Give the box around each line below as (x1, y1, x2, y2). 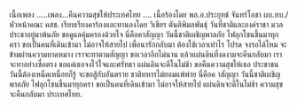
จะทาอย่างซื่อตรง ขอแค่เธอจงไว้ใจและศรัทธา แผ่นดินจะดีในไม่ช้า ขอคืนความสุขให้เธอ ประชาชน (9, 59, 279, 69)
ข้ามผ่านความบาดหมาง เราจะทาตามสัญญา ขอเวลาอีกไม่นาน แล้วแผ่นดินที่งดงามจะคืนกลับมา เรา (9, 49, 283, 59)
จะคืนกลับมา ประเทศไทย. (9, 89, 82, 99)
